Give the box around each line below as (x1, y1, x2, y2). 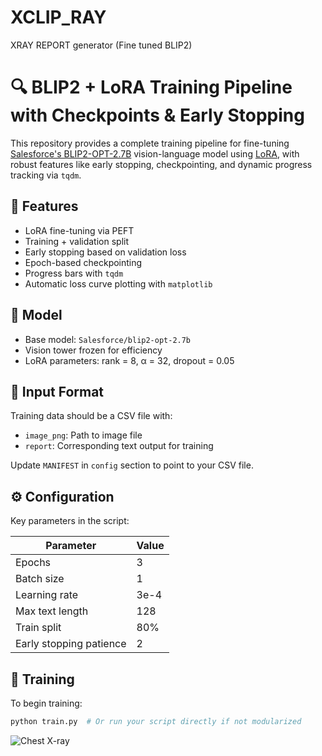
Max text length (15, 604, 89, 618)
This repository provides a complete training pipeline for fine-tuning (10, 137, 290, 149)
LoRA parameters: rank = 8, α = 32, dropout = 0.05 (24, 354, 235, 366)
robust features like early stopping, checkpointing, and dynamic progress (10, 158, 313, 170)
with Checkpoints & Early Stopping (10, 104, 305, 127)
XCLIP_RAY (10, 6, 107, 29)
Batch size (15, 572, 65, 586)
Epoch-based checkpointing (24, 256, 143, 268)
